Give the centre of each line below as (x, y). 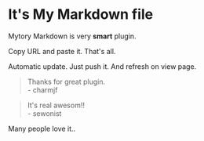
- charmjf (42, 90)
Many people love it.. (42, 128)
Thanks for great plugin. (66, 81)
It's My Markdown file (81, 14)
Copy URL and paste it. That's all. (62, 51)
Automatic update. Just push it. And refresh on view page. (102, 66)
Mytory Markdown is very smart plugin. (72, 36)
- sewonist (44, 113)
